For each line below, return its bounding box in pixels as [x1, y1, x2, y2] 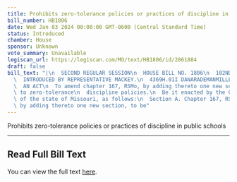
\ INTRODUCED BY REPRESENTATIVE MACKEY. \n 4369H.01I [13, 75, 178, 83]
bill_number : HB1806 [7, 17, 68, 24]
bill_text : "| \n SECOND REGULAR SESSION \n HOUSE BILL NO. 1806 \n [7, 69, 210, 76]
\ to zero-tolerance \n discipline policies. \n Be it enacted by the [13, 89, 226, 96]
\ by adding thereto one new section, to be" [13, 102, 150, 109]
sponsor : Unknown [7, 43, 59, 50]
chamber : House [7, 37, 52, 44]
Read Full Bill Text [7, 149, 87, 161]
